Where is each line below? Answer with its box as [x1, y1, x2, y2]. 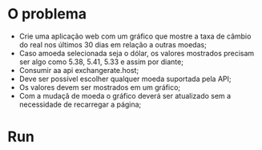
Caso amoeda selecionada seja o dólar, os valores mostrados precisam [18, 48, 255, 58]
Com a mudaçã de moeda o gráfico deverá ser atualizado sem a [18, 91, 232, 100]
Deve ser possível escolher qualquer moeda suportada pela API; [18, 74, 232, 83]
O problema [7, 5, 87, 23]
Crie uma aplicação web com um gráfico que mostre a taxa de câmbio [18, 31, 252, 41]
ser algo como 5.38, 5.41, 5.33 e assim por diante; [18, 57, 183, 67]
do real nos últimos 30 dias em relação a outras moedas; [18, 39, 208, 49]
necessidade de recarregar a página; [18, 99, 142, 109]
